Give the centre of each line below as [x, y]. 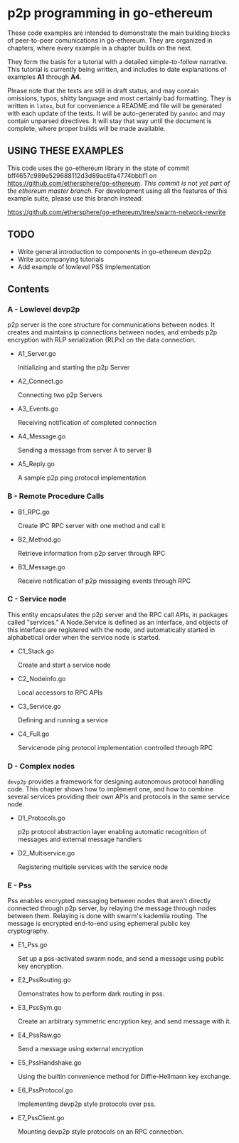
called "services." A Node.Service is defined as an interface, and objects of [118, 622]
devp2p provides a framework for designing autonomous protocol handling [116, 781]
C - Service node [37, 599]
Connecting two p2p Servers [60, 395]
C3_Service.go [39, 706]
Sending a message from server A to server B [84, 451]
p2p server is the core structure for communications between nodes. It [111, 325]
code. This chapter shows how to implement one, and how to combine [110, 789]
